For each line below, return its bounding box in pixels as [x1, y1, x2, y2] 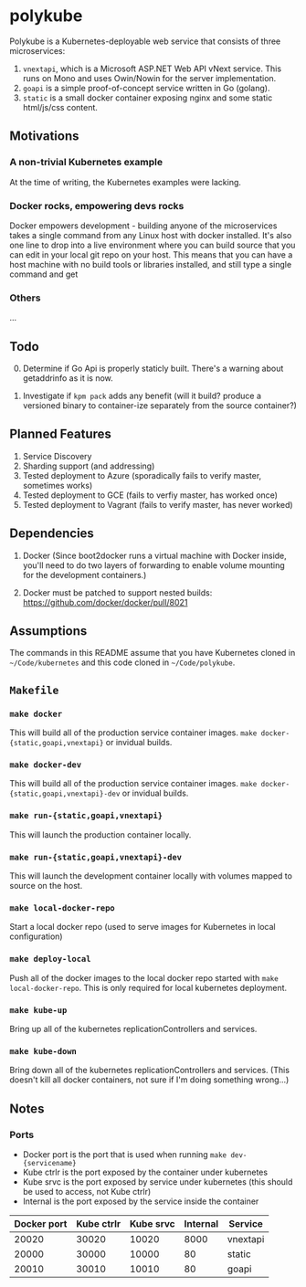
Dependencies [9, 526, 94, 542]
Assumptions [9, 623, 88, 639]
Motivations [9, 129, 79, 144]
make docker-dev [9, 760, 82, 770]
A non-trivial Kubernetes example [9, 156, 163, 169]
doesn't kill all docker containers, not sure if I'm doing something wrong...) [9, 1074, 290, 1085]
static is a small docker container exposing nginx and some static [22, 92, 273, 103]
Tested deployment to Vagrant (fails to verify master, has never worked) [22, 499, 294, 510]
